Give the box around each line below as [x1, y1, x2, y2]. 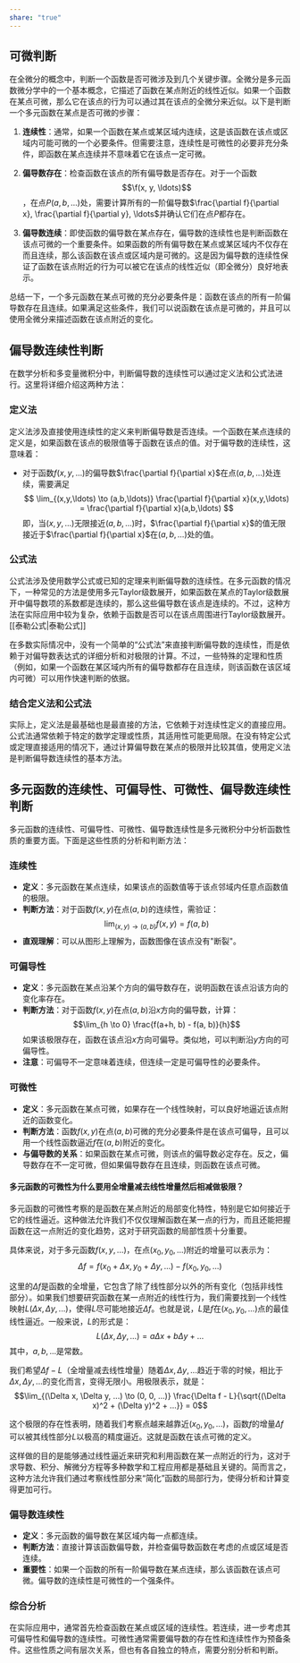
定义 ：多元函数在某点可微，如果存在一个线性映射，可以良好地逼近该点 [21, 1103, 281, 1114]
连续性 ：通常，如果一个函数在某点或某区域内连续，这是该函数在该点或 [21, 126, 281, 137]
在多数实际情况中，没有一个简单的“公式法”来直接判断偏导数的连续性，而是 [9, 639, 283, 650]
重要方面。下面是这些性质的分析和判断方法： [24, 834, 189, 846]
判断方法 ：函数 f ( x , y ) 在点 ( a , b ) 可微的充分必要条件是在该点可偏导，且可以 [21, 1125, 289, 1137]
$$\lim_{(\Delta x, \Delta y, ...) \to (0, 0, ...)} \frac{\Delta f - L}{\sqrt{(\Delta [13, 1391, 287, 1402]
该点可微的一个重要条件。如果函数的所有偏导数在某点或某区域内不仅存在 [21, 239, 288, 250]
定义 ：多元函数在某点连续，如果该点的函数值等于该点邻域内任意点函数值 [21, 882, 288, 892]
